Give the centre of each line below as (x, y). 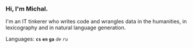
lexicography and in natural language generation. (66, 28)
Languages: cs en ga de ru (37, 39)
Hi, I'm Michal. (27, 9)
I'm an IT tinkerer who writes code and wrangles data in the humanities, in (96, 22)
